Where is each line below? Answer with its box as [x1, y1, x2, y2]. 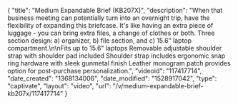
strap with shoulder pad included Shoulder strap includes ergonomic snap [7, 51, 226, 60]
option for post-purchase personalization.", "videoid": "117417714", [7, 67, 202, 75]
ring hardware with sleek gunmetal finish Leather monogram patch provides [7, 59, 231, 67]
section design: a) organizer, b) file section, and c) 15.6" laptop [7, 36, 192, 45]
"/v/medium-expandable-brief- [112, 82, 204, 90]
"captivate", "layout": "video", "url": [7, 82, 111, 90]
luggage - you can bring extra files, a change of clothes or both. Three [7, 28, 215, 37]
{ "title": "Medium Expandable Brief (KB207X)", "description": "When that [7, 6, 223, 14]
